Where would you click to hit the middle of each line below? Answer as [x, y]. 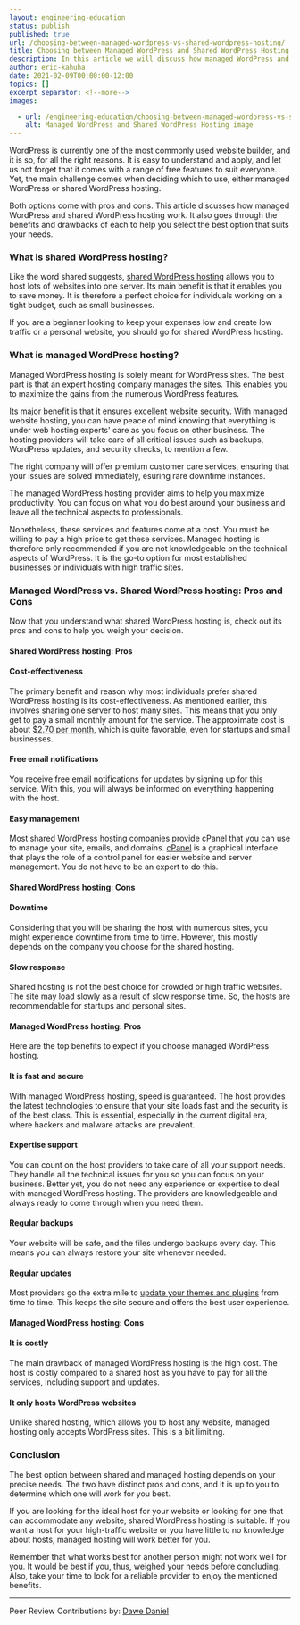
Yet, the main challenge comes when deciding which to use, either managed [150, 179]
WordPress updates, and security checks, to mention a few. [119, 448]
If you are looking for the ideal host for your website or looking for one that [146, 1511]
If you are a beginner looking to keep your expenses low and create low [141, 322]
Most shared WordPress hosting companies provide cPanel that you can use [150, 838]
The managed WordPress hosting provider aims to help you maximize [137, 493]
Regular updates [41, 1273]
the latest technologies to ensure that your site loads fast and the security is [149, 1105]
